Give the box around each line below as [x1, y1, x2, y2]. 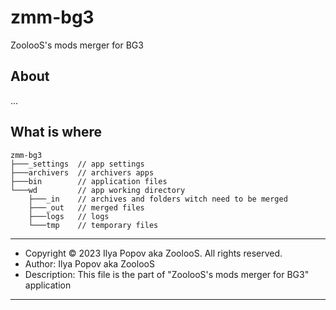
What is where [10, 124, 103, 141]
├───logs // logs [28, 211, 110, 221]
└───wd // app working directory [10, 185, 186, 195]
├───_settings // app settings [10, 159, 145, 169]
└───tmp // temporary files [28, 220, 159, 230]
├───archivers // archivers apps [10, 167, 155, 178]
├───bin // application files [10, 176, 168, 186]
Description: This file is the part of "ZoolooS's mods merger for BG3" [24, 268, 310, 280]
